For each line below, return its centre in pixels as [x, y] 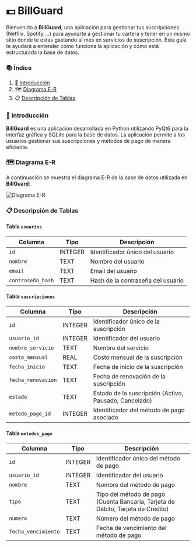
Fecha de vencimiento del [131, 528]
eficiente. [17, 147]
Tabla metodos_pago [29, 433]
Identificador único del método [138, 459]
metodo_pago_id [30, 414]
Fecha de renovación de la [129, 377]
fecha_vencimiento [34, 532]
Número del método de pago [135, 518]
